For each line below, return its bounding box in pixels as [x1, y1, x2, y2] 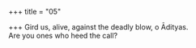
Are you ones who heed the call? [8, 31, 118, 40]
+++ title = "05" [8, 7, 62, 16]
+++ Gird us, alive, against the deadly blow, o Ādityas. [8, 22, 189, 31]
